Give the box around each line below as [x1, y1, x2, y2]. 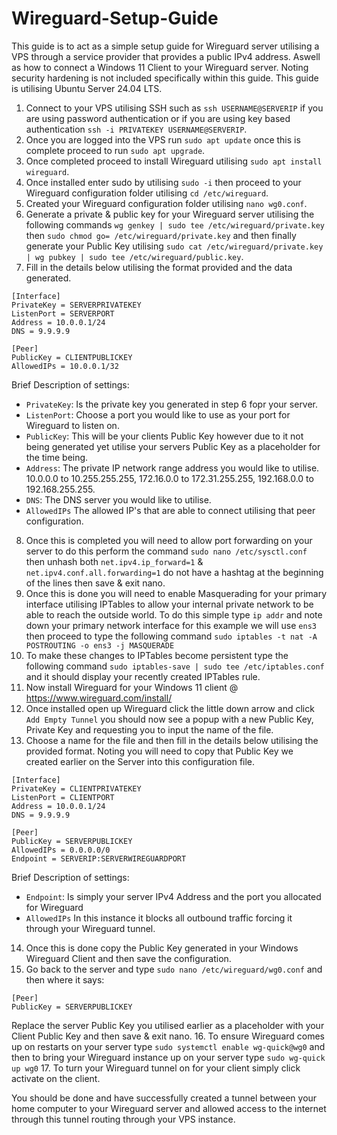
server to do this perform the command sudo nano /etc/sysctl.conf [25, 545, 308, 557]
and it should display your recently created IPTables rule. [25, 670, 261, 682]
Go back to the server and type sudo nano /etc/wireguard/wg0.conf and [25, 963, 323, 975]
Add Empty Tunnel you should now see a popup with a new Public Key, [25, 713, 314, 725]
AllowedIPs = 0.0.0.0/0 [11, 845, 111, 855]
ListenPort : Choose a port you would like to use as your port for [25, 408, 291, 421]
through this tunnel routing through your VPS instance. [11, 1113, 236, 1125]
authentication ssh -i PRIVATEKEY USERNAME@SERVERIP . [25, 123, 248, 135]
